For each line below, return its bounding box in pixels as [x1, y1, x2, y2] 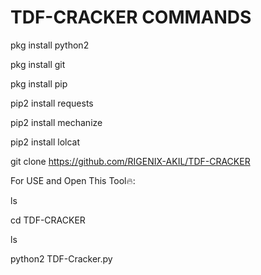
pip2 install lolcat [10, 136, 81, 148]
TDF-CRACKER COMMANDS [10, 6, 252, 29]
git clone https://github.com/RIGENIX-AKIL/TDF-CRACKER [10, 155, 251, 167]
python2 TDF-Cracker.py [10, 252, 113, 265]
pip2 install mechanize [10, 116, 103, 128]
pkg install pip [10, 77, 68, 90]
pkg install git [10, 58, 66, 70]
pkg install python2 [10, 39, 90, 51]
